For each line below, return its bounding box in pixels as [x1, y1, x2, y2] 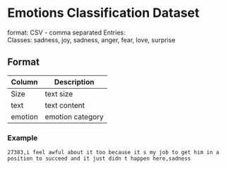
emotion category [44, 111, 104, 121]
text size [44, 89, 73, 99]
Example [7, 132, 38, 142]
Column [11, 77, 38, 87]
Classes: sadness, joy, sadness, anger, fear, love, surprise [7, 35, 176, 44]
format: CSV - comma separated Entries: [7, 28, 126, 37]
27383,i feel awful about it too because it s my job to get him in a [7, 149, 220, 156]
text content [44, 100, 85, 110]
